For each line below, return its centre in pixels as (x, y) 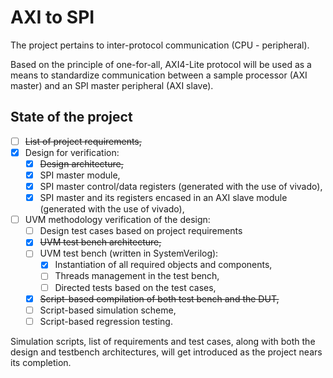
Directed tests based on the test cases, (135, 287)
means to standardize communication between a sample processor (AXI (159, 75)
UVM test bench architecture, (100, 242)
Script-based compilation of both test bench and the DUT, (159, 298)
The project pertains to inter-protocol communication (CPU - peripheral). (160, 45)
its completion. (41, 362)
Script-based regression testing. (106, 321)
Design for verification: (72, 152)
